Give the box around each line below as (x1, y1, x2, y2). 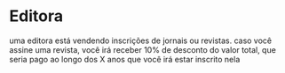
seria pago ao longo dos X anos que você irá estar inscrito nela (9, 54, 241, 64)
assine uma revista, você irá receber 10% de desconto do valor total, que (9, 44, 277, 55)
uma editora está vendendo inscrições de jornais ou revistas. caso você (9, 35, 273, 46)
